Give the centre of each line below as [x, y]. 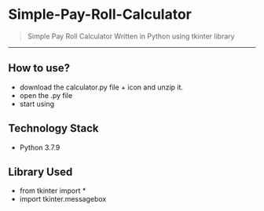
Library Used [40, 171]
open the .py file [46, 95]
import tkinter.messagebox [63, 199]
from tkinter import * [53, 191]
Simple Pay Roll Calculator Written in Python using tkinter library [131, 36]
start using [37, 104]
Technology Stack [53, 128]
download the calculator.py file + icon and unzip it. [101, 87]
